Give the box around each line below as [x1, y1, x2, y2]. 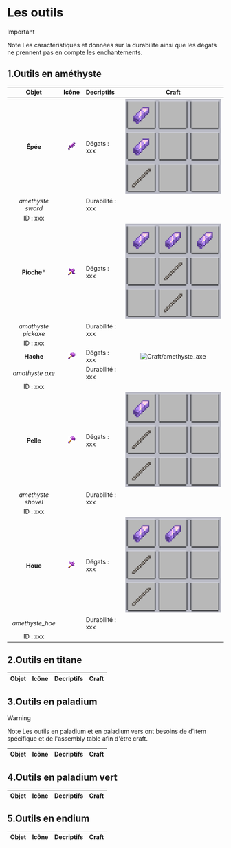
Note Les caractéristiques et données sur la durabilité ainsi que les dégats [7, 41, 217, 49]
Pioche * [21, 268, 46, 276]
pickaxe [23, 329, 45, 337]
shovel [24, 498, 43, 506]
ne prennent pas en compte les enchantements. [7, 48, 143, 56]
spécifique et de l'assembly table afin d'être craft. [7, 735, 148, 743]
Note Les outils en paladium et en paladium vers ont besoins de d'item [7, 727, 206, 736]
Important [7, 27, 35, 36]
